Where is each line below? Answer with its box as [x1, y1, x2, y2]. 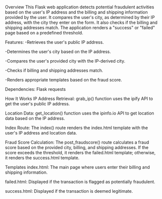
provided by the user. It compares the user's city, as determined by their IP [5, 15, 155, 20]
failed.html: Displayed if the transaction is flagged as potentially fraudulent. [5, 179, 156, 184]
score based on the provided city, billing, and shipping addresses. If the [5, 145, 149, 150]
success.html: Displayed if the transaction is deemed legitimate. [5, 188, 133, 194]
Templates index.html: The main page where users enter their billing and [5, 165, 150, 170]
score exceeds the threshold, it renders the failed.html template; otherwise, [5, 150, 156, 155]
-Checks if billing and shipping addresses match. [5, 67, 103, 73]
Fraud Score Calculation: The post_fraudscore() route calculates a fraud [5, 139, 149, 145]
